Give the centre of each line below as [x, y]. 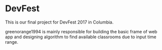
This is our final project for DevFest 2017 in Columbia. [59, 22]
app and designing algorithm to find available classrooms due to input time [81, 37]
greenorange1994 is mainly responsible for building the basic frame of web [81, 31]
